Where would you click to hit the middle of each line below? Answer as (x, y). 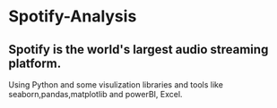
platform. (35, 63)
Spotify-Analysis (73, 17)
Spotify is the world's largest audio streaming (138, 50)
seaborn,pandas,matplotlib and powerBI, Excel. (95, 94)
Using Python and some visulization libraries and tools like (116, 85)
